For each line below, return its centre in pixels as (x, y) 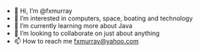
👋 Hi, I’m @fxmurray (43, 11)
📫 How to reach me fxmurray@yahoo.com (76, 41)
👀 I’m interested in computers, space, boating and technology (103, 18)
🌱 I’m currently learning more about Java (73, 26)
